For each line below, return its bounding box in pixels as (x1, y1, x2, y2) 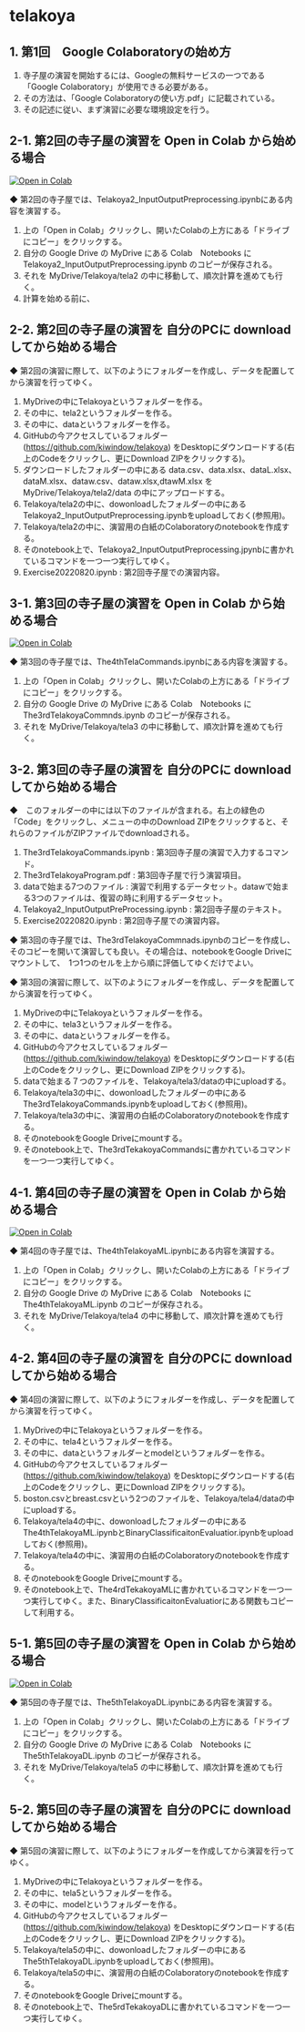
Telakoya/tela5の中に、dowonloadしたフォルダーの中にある (22, 1944, 248, 1955)
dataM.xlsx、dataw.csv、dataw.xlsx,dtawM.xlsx (22, 475, 203, 486)
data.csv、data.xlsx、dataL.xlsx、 (168, 464, 297, 475)
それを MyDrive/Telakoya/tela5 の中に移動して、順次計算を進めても (22, 1761, 275, 1772)
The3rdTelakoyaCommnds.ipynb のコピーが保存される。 (22, 710, 235, 720)
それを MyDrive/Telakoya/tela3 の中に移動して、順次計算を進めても (22, 721, 276, 732)
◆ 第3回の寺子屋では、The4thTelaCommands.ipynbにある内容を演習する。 (9, 657, 293, 668)
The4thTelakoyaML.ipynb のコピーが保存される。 (22, 1299, 208, 1310)
